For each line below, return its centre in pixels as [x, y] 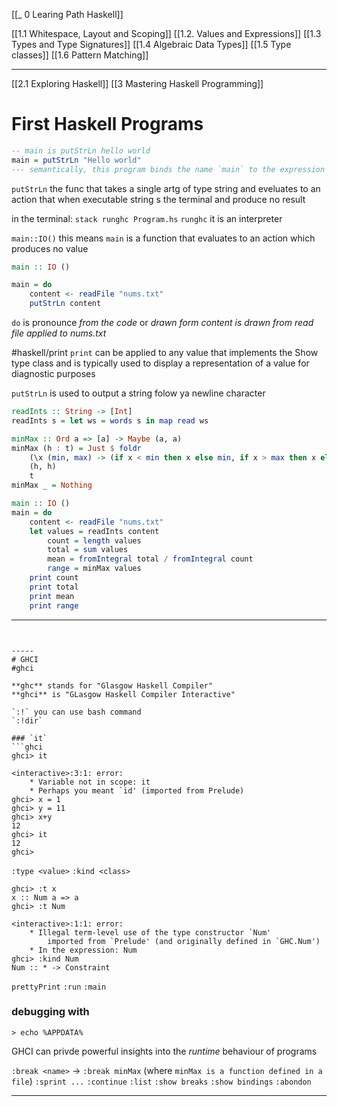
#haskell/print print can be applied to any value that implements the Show [165, 353]
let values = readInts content [94, 531]
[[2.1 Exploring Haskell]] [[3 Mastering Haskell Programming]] [137, 83]
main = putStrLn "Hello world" [76, 160]
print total [54, 587]
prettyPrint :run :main [59, 987]
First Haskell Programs [107, 124]
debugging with [50, 1012]
